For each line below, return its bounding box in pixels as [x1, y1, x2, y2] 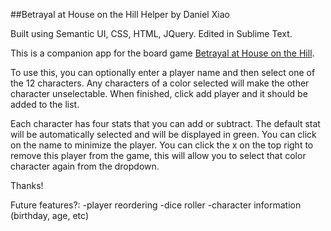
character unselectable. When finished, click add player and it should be [10, 88, 308, 99]
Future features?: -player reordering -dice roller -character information [10, 199, 302, 211]
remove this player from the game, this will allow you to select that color [10, 150, 307, 161]
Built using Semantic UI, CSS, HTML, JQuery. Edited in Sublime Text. [10, 28, 293, 39]
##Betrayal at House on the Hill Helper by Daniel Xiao [10, 9, 230, 20]
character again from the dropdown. [10, 160, 160, 172]
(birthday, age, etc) [10, 210, 90, 221]
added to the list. [10, 99, 80, 110]
